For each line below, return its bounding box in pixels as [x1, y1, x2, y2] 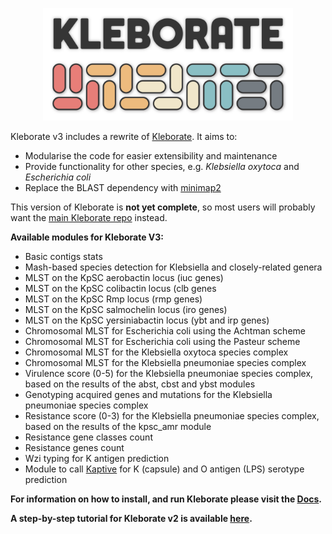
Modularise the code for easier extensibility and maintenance [24, 150, 278, 162]
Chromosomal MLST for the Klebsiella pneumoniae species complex [24, 357, 307, 369]
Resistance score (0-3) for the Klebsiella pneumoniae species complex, [24, 410, 320, 422]
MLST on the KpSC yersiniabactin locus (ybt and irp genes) [24, 314, 270, 327]
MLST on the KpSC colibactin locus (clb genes [24, 283, 217, 295]
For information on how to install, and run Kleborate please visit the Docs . [10, 493, 323, 505]
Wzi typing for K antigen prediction [24, 453, 170, 465]
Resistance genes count [24, 442, 125, 454]
